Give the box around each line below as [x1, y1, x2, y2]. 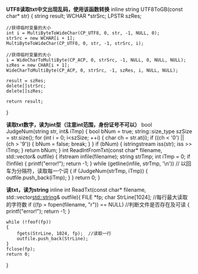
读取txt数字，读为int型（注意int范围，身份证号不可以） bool [6, 121, 152, 128]
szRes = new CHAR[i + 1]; [6, 62, 70, 68]
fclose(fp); [6, 246, 35, 252]
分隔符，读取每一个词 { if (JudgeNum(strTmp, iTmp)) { [16, 167, 148, 174]
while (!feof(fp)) [6, 219, 51, 225]
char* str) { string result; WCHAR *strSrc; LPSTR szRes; [6, 12, 142, 20]
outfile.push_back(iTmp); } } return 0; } [6, 174, 100, 181]
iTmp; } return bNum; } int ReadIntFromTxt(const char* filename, [6, 147, 163, 153]
